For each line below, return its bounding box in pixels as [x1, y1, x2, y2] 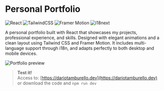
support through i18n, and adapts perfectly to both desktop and [25, 45, 155, 51]
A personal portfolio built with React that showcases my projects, [5, 29, 137, 35]
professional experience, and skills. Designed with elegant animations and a [5, 35, 160, 41]
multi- [134, 40, 147, 45]
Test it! [17, 69, 32, 75]
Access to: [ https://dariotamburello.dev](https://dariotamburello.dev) [17, 75, 158, 81]
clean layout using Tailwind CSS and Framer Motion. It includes [5, 40, 133, 45]
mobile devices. [5, 50, 38, 56]
